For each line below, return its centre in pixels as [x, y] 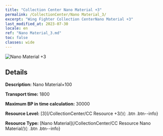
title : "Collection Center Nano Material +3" [53, 10]
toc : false [17, 38]
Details [16, 72]
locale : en [17, 28]
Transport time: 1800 [28, 94]
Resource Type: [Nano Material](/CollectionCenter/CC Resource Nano [78, 123]
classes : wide [20, 42]
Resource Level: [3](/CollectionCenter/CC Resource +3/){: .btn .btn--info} [82, 113]
